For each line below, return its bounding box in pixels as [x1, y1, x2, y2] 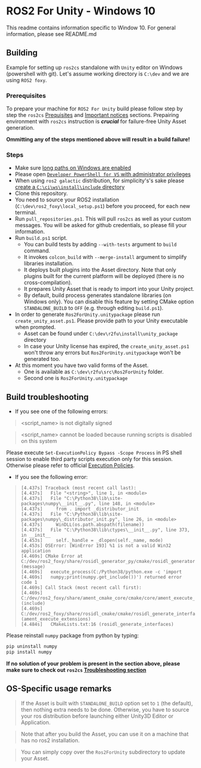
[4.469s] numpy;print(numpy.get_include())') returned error [20, 574, 182, 580]
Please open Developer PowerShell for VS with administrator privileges [14, 171, 191, 178]
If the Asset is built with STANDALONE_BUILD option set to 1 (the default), [20, 700, 193, 707]
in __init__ [20, 532, 51, 538]
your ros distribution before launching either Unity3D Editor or [20, 712, 173, 719]
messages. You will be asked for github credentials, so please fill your [14, 222, 187, 229]
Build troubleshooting [6, 391, 89, 402]
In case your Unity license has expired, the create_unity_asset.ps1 [23, 343, 190, 350]
